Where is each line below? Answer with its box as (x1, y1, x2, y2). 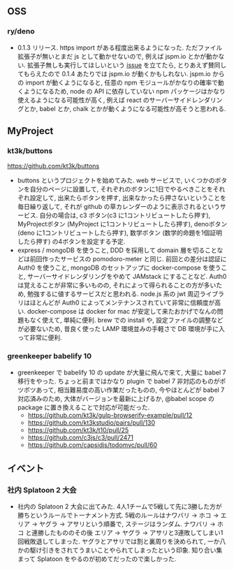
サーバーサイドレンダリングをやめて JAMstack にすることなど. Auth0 (27, 272, 227, 281)
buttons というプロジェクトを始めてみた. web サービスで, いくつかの (17, 176, 215, 184)
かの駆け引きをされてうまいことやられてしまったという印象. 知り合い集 (17, 546, 223, 555)
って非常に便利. (17, 333, 63, 342)
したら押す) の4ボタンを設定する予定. (17, 237, 126, 246)
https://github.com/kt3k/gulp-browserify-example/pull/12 (27, 411, 193, 419)
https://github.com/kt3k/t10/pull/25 (27, 425, 129, 434)
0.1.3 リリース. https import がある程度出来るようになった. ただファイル (17, 43, 223, 52)
